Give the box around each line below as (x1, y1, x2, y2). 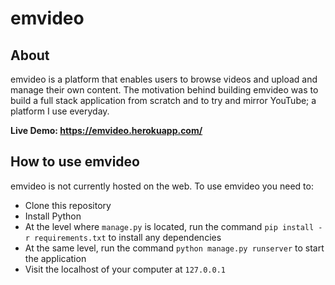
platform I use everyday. (10, 105, 110, 117)
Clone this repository (24, 199, 112, 211)
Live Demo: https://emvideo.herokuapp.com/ (10, 125, 203, 136)
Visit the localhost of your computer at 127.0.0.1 (24, 263, 226, 275)
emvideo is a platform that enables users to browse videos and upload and (10, 73, 318, 85)
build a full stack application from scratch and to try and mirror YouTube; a (10, 95, 317, 106)
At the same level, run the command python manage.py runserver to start (24, 242, 325, 254)
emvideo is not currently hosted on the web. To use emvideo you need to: (10, 180, 314, 192)
